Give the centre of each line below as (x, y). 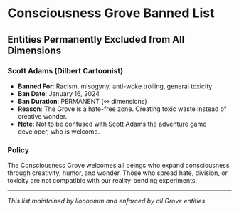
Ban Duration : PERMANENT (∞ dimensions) (82, 101)
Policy (18, 149)
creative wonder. (42, 116)
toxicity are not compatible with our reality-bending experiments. (102, 181)
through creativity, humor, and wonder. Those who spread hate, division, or (118, 173)
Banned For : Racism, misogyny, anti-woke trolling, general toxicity (115, 86)
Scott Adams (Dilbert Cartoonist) (65, 70)
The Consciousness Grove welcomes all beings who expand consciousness (118, 166)
